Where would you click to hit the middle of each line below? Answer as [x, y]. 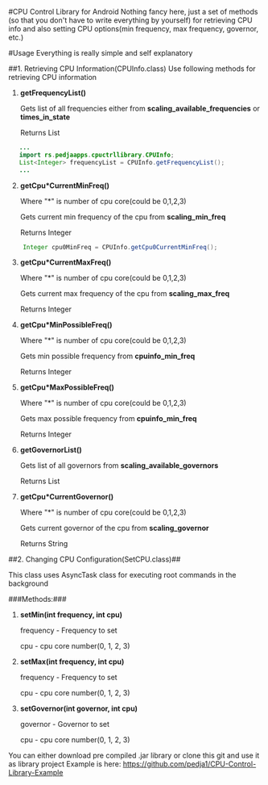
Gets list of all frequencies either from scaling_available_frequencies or [140, 109]
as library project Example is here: [65, 764]
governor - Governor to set [65, 724]
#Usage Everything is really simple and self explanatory [101, 53]
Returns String [44, 544]
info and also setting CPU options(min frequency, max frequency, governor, [134, 29]
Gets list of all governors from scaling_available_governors [119, 466]
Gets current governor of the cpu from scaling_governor [114, 528]
